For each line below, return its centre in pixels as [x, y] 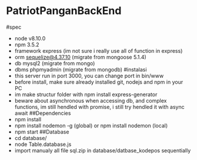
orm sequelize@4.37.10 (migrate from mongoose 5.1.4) [81, 57]
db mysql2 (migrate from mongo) [55, 63]
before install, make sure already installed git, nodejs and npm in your [99, 82]
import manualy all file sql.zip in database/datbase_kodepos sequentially [103, 150]
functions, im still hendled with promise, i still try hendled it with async [99, 107]
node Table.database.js [43, 144]
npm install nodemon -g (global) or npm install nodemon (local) [91, 125]
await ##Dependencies [43, 113]
